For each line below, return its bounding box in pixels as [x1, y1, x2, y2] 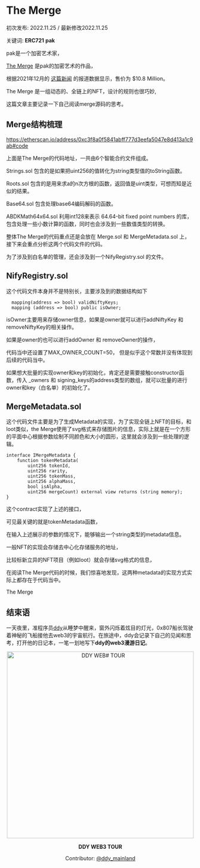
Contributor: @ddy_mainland [65, 855, 136, 862]
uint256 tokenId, [27, 463, 70, 469]
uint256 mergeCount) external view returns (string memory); [27, 489, 183, 495]
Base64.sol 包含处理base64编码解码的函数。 [6, 200, 116, 207]
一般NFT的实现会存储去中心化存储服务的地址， [6, 543, 121, 551]
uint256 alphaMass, [27, 479, 76, 485]
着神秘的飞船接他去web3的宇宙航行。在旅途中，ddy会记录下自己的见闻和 [6, 632, 186, 639]
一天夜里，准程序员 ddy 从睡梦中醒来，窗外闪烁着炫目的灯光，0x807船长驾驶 [6, 624, 193, 631]
